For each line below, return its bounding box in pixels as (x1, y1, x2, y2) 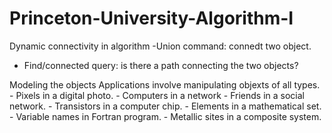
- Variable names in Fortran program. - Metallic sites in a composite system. (9, 110, 322, 122)
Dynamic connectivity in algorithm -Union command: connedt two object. (9, 40, 312, 52)
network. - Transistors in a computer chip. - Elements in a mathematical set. (9, 100, 322, 112)
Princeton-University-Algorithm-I (9, 7, 294, 30)
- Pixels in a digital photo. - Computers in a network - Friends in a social (9, 89, 305, 101)
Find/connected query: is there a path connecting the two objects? (23, 59, 299, 71)
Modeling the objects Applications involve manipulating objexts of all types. (9, 78, 321, 91)
